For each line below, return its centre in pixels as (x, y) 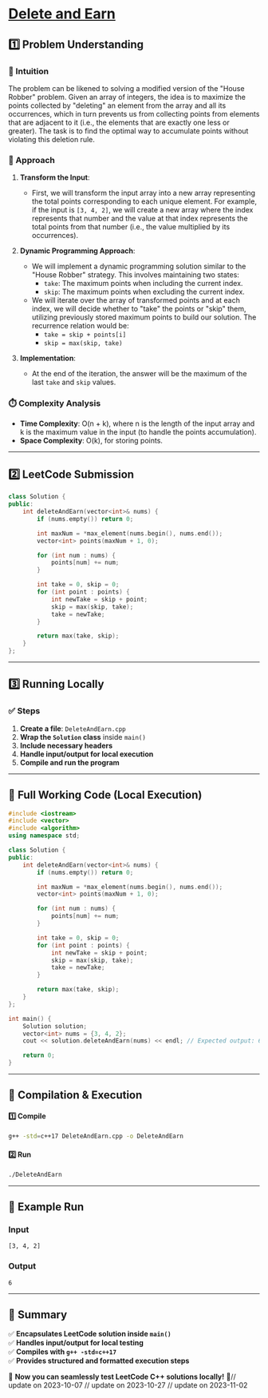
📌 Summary (38, 1315)
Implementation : (47, 358)
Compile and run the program (69, 762)
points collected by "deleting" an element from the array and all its (117, 105)
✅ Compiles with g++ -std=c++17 (63, 1352)
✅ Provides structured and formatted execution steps (99, 1361)
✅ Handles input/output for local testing (76, 1343)
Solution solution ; (55, 1026)
